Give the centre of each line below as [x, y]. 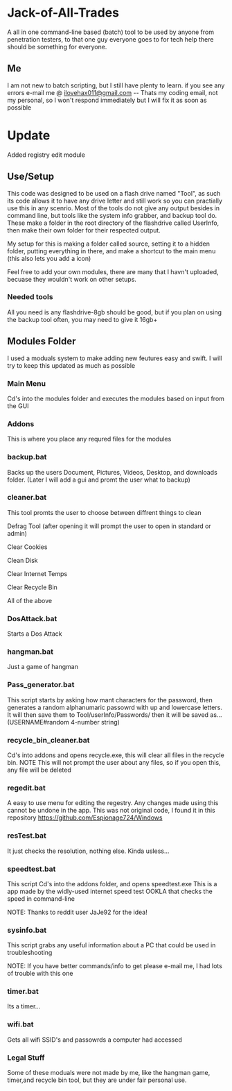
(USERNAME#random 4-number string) [63, 722]
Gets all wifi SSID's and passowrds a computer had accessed [95, 1040]
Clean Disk [23, 560]
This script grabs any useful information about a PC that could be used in [111, 945]
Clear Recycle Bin [32, 587]
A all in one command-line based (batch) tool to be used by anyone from [111, 32]
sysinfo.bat [27, 930]
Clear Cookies [27, 547]
